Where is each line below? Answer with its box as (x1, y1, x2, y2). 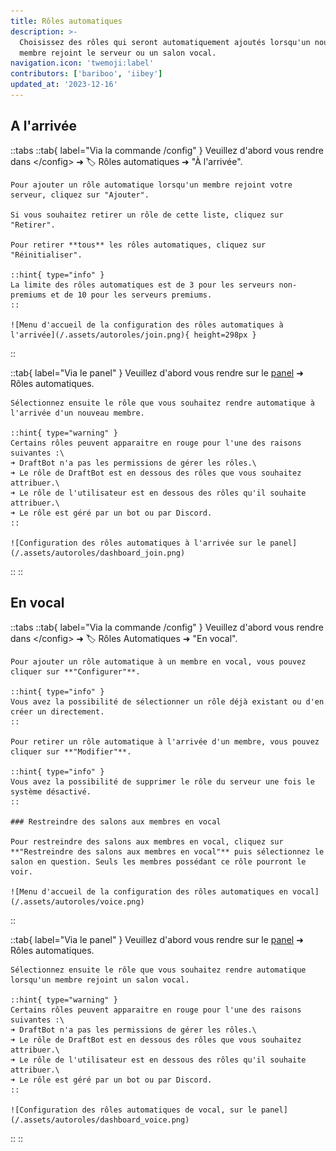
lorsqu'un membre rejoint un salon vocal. (10, 975, 190, 985)
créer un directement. (10, 706, 105, 717)
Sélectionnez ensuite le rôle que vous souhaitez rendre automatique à (10, 398, 315, 408)
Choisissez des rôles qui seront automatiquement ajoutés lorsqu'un (19, 37, 311, 47)
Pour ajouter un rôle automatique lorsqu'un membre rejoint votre (10, 180, 293, 190)
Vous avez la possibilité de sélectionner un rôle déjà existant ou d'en (10, 696, 325, 707)
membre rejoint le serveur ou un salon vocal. (19, 48, 217, 58)
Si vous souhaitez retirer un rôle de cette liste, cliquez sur (10, 210, 284, 220)
